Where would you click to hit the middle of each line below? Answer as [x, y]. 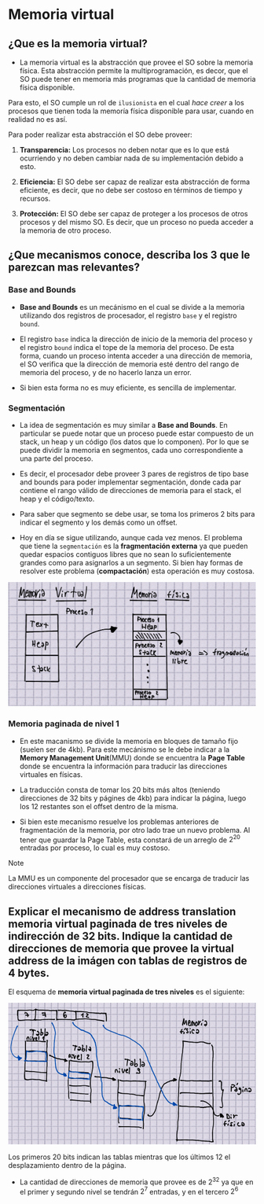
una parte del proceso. [56, 458]
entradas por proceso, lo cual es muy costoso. [95, 848]
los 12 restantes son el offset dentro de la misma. [99, 806]
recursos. [35, 199]
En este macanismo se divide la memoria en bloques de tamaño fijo [128, 741]
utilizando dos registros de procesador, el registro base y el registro [128, 315]
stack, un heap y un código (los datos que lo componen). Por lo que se [134, 441]
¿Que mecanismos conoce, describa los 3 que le [129, 255]
